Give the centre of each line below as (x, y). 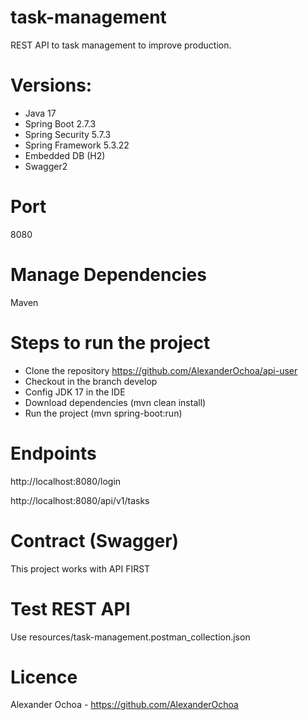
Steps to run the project (110, 342)
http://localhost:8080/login (66, 481)
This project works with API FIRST (80, 568)
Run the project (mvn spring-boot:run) (103, 413)
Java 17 (40, 113)
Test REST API (70, 608)
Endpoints (53, 453)
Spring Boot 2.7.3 (60, 123)
